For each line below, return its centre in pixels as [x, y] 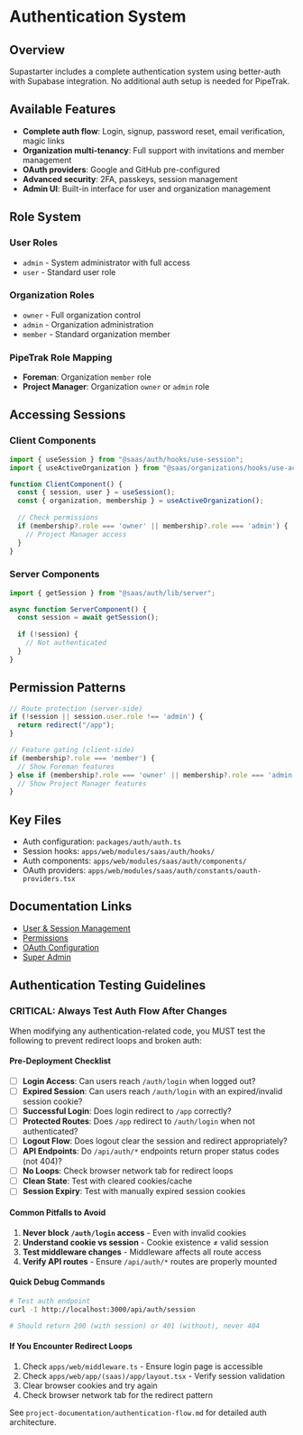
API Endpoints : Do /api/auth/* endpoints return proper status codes [151, 1151]
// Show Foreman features [66, 767]
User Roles [34, 243]
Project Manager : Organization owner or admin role [116, 387]
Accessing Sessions [68, 415]
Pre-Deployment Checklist [60, 1061]
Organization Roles [52, 295]
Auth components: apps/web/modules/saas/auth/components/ [134, 861]
